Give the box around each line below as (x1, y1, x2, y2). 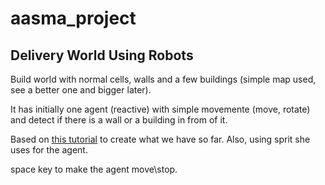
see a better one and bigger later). (10, 84, 152, 96)
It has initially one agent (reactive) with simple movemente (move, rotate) (10, 103, 311, 115)
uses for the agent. (10, 144, 88, 156)
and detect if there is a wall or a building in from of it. (10, 114, 228, 126)
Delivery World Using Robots (10, 47, 194, 64)
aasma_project (10, 7, 137, 30)
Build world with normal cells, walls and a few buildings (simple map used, (10, 73, 317, 85)
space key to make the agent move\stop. (10, 163, 178, 175)
